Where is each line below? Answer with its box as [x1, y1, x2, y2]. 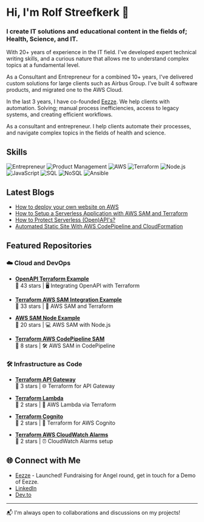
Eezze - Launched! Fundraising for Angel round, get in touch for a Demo [15, 472, 196, 479]
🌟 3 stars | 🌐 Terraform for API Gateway [15, 383, 115, 390]
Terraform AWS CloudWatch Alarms [15, 431, 109, 439]
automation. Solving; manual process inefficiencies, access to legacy [6, 105, 179, 112]
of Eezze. [15, 478, 39, 485]
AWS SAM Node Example [15, 314, 81, 321]
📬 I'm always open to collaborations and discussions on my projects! [6, 509, 181, 516]
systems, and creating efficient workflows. [6, 111, 113, 118]
